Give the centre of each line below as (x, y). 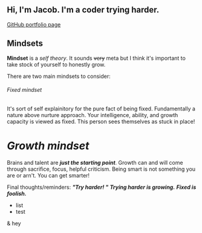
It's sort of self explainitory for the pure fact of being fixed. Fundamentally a (101, 109)
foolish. (17, 193)
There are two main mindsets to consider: (59, 76)
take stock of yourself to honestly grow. (56, 64)
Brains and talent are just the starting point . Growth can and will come (95, 162)
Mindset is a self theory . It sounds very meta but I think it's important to (96, 58)
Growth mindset (48, 146)
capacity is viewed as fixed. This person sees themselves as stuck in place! (101, 121)
